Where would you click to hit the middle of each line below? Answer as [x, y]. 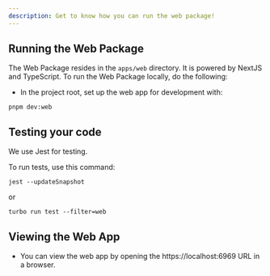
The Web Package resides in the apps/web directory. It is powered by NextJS [135, 68]
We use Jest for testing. [48, 151]
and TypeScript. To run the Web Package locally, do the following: [118, 77]
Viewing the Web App [64, 237]
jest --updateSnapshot [46, 182]
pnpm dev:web [30, 107]
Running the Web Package [76, 49]
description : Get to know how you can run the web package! [112, 16]
